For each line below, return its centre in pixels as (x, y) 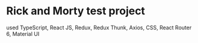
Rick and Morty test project (76, 11)
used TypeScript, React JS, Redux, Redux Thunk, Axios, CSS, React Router (99, 27)
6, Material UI (23, 33)
